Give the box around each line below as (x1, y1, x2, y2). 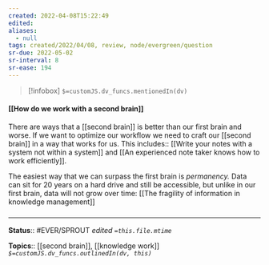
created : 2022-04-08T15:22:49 (8, 11, 110, 20)
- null (15, 34, 38, 42)
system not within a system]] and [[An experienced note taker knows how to (8, 147, 260, 157)
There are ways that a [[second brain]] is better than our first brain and (8, 122, 242, 131)
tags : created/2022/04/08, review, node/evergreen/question (8, 42, 214, 50)
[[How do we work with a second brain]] (8, 104, 144, 114)
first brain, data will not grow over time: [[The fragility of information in (8, 188, 240, 198)
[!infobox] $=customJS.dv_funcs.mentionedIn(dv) (27, 86, 188, 95)
